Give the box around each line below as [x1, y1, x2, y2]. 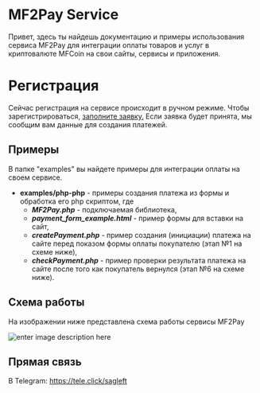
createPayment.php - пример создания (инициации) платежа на [31, 230, 252, 239]
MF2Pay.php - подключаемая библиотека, [31, 204, 177, 214]
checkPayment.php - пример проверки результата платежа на [31, 255, 246, 265]
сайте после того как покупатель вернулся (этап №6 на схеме [31, 264, 245, 274]
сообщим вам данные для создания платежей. [8, 119, 168, 129]
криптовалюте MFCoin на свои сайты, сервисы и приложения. [8, 49, 221, 58]
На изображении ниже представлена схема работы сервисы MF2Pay [8, 317, 245, 326]
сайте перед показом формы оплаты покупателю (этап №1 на [31, 239, 243, 248]
